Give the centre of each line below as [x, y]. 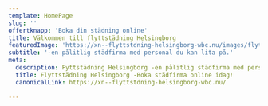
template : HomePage [41, 16]
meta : [17, 61]
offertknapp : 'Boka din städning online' [78, 30]
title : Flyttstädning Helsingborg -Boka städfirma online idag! [124, 75]
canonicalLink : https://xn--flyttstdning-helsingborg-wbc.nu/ [121, 82]
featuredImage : [33, 45]
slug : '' [23, 23]
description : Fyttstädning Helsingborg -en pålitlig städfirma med [130, 68]
